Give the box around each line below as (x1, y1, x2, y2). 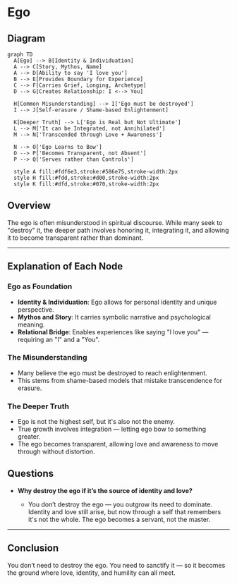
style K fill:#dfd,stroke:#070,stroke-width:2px (13, 181, 159, 188)
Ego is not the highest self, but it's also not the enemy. (17, 418, 175, 426)
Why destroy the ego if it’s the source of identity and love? (17, 486, 193, 494)
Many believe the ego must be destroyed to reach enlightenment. (17, 368, 208, 377)
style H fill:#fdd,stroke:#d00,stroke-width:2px (13, 174, 159, 181)
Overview (7, 200, 51, 212)
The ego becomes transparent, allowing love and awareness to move (17, 440, 219, 449)
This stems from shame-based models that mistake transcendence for (17, 376, 222, 384)
